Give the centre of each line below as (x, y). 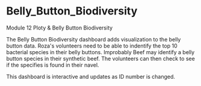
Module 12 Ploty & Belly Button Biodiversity (60, 28)
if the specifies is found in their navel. (53, 65)
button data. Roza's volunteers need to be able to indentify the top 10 (92, 46)
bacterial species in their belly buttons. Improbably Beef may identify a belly (100, 52)
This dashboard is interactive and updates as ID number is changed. (91, 76)
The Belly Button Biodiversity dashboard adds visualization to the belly (94, 39)
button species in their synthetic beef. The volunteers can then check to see (101, 58)
